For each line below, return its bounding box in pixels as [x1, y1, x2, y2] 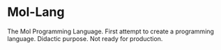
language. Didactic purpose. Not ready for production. [7, 34, 163, 42]
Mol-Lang [7, 4, 65, 20]
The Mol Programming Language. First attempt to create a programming [7, 27, 215, 35]
